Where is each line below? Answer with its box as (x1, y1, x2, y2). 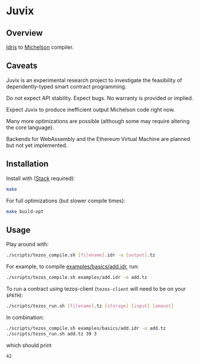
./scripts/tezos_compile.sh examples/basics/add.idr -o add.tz (6, 325, 166, 331)
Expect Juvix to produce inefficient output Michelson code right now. (6, 106, 175, 113)
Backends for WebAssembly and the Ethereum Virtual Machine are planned (6, 135, 191, 142)
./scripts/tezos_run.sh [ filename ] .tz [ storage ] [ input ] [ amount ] (6, 303, 174, 309)
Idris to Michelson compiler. (6, 43, 74, 51)
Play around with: (6, 241, 49, 248)
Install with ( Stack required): (6, 174, 75, 182)
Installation (6, 159, 49, 169)
